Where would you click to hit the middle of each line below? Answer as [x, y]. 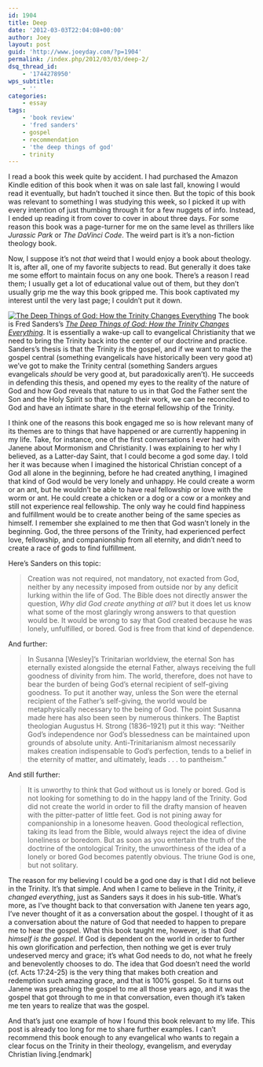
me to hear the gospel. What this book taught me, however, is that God [122, 931]
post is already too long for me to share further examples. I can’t [112, 1029]
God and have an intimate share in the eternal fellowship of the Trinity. [122, 408]
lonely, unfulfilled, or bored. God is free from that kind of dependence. [141, 629]
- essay [35, 103]
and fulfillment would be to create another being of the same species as [124, 515]
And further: [28, 644]
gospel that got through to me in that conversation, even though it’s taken [127, 997]
